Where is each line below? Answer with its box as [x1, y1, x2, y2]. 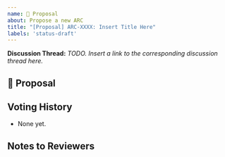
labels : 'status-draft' [7, 30, 78, 37]
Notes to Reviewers [7, 140, 95, 152]
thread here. [7, 57, 44, 65]
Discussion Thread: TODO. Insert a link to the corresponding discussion [7, 49, 219, 58]
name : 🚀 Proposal [7, 10, 59, 18]
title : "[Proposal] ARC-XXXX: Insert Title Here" [7, 23, 157, 30]
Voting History [7, 101, 73, 113]
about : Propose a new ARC [7, 17, 83, 24]
